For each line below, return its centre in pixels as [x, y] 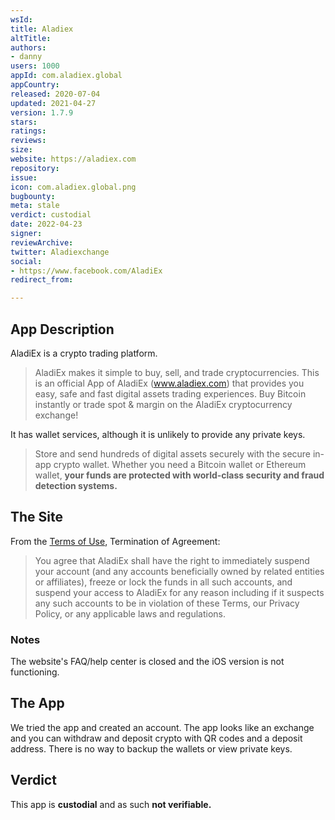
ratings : [28, 131]
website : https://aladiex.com [73, 159]
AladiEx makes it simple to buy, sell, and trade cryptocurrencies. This [177, 372]
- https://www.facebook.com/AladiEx [86, 271]
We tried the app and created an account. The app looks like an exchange [162, 727]
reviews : [28, 141]
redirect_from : [42, 280]
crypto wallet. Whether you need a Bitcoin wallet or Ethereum [180, 464]
